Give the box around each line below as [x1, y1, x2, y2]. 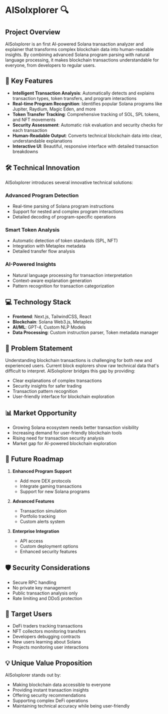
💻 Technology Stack [5, 297, 71, 306]
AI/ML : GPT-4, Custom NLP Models [12, 324, 86, 330]
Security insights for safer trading [12, 383, 82, 389]
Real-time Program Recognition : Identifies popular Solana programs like [12, 100, 162, 106]
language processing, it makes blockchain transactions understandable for [5, 57, 159, 63]
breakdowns [12, 148, 38, 154]
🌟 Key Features [5, 76, 53, 85]
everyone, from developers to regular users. [5, 62, 96, 68]
